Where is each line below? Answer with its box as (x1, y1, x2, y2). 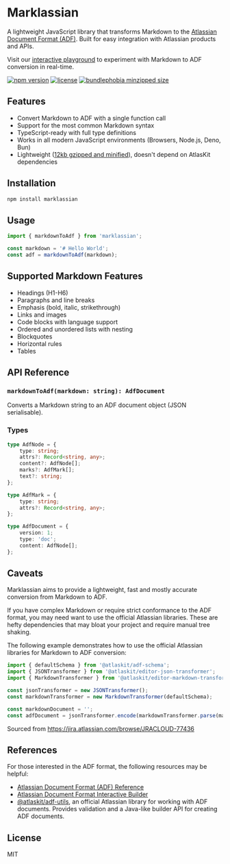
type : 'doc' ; (19, 536, 57, 543)
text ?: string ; (19, 473, 63, 480)
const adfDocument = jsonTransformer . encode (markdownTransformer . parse (7, 712, 216, 719)
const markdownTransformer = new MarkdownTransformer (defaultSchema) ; (7, 693, 213, 700)
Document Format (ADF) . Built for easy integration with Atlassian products (7, 34, 216, 42)
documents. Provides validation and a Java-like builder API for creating (16, 805, 218, 813)
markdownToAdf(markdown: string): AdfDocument (7, 387, 166, 395)
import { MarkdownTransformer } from (7, 675, 115, 682)
